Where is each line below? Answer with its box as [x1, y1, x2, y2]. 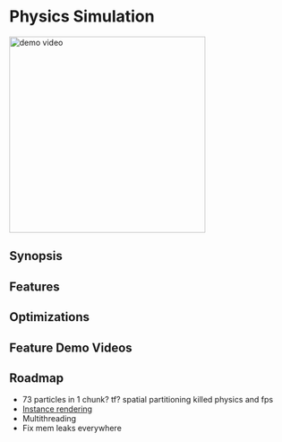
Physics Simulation [9, 6, 155, 27]
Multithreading [21, 413, 77, 424]
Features [9, 279, 60, 294]
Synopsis [9, 248, 63, 264]
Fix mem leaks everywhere [21, 423, 123, 434]
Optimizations [9, 309, 90, 325]
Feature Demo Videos [9, 340, 132, 355]
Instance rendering [21, 403, 92, 414]
